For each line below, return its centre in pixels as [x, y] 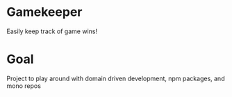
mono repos [24, 86]
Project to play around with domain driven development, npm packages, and [116, 78]
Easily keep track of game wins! [52, 31]
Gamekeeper [44, 12]
